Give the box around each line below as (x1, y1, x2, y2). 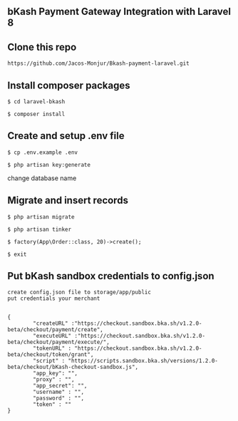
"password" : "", (33, 395, 84, 402)
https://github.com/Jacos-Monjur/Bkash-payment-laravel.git (7, 60, 190, 67)
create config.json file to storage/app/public (7, 289, 152, 296)
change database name (7, 174, 77, 182)
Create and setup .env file (7, 130, 125, 142)
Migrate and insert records (7, 194, 128, 207)
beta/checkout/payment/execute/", (7, 338, 110, 346)
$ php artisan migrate (7, 213, 75, 220)
